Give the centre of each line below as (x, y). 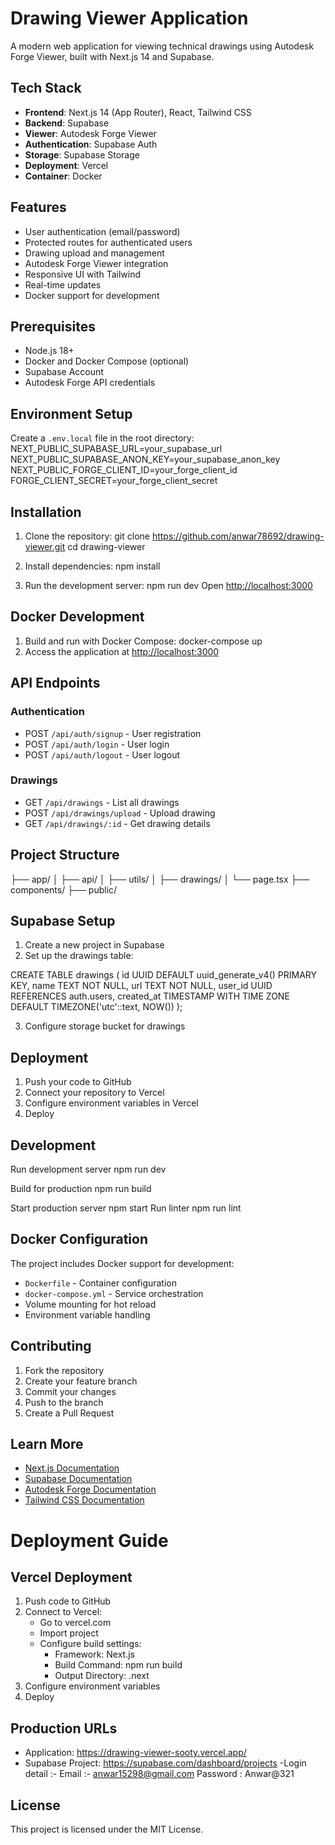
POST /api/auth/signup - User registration (113, 733)
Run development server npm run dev (88, 1169)
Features (38, 207)
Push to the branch (64, 1402)
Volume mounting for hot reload (90, 1304)
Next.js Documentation (72, 1468)
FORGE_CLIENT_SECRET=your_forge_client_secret (114, 481)
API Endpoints (55, 683)
